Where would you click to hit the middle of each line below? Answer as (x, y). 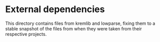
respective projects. (26, 34)
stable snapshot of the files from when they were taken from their (74, 28)
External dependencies (55, 9)
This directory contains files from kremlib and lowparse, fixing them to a (80, 23)
